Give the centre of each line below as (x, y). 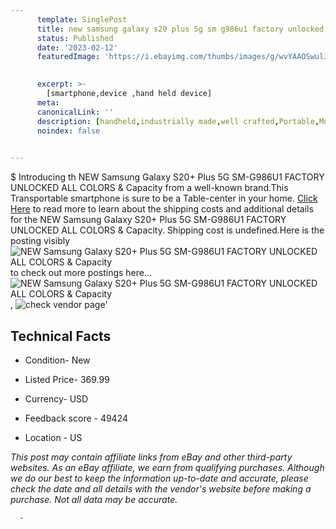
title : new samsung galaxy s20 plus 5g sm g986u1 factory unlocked (180, 29)
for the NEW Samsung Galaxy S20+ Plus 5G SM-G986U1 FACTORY (148, 220)
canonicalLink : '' (75, 112)
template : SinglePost (82, 19)
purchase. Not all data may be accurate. (94, 499)
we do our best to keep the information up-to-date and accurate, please (159, 478)
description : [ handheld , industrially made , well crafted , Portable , (178, 121)
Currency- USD (56, 398)
